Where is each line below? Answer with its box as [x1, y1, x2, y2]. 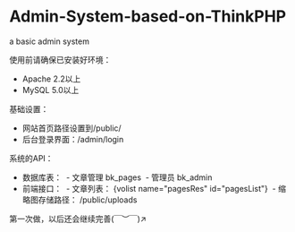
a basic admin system [9, 36, 89, 47]
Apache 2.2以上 [21, 73, 81, 84]
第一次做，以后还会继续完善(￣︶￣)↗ [9, 213, 147, 224]
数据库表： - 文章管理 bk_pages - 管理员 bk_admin [21, 172, 213, 183]
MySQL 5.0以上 [21, 84, 80, 95]
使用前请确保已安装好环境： [9, 54, 112, 64]
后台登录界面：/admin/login [21, 133, 124, 144]
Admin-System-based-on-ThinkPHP [9, 6, 287, 27]
